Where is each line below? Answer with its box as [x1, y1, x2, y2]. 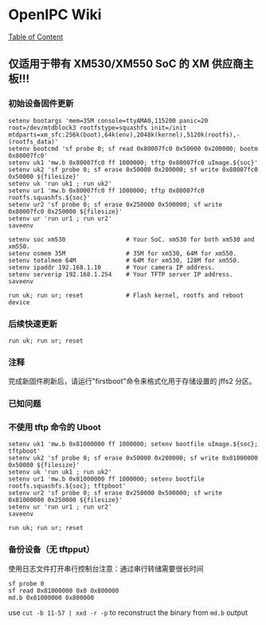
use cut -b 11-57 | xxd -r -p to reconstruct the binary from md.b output [8, 607, 248, 617]
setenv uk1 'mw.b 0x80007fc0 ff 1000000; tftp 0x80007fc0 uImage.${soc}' [8, 158, 259, 167]
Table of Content [8, 32, 64, 42]
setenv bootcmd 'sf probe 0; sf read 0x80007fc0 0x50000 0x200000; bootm [8, 144, 259, 152]
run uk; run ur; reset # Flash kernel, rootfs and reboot [8, 291, 244, 299]
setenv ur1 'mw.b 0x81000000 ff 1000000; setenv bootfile [8, 475, 205, 484]
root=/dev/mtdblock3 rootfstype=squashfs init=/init [8, 124, 187, 132]
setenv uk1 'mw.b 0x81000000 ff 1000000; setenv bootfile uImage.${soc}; [8, 441, 259, 449]
